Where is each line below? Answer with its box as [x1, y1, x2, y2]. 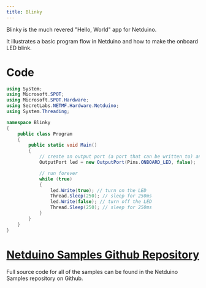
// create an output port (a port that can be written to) [39, 153, 193, 160]
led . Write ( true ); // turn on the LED [50, 187, 147, 193]
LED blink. [6, 44, 32, 51]
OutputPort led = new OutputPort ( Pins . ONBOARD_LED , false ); [39, 160, 196, 166]
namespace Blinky [6, 119, 51, 125]
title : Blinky [6, 9, 43, 15]
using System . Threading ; [6, 108, 70, 115]
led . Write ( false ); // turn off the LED [50, 199, 152, 205]
